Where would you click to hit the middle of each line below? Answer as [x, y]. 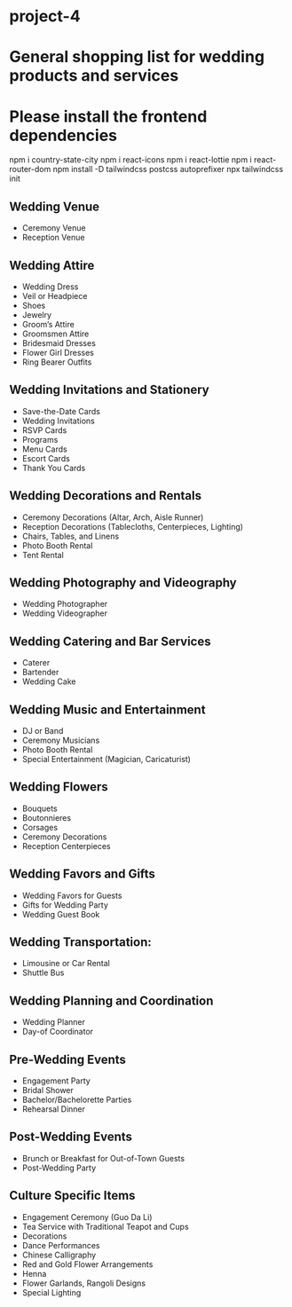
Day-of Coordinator [58, 1032]
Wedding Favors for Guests [72, 895]
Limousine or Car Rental [66, 964]
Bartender [40, 673]
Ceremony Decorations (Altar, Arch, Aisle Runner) [113, 517]
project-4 [45, 16]
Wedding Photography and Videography [123, 583]
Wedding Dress [50, 287]
